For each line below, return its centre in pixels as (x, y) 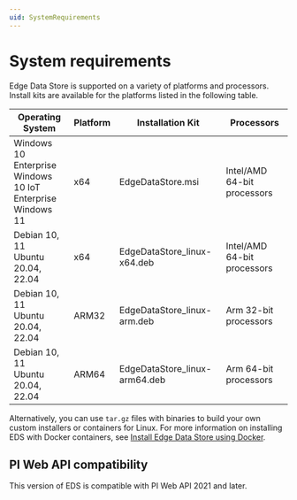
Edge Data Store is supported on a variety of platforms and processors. (139, 86)
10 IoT (27, 187)
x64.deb (137, 262)
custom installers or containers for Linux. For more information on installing (146, 427)
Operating (39, 117)
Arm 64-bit (250, 368)
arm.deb (137, 321)
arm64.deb (142, 380)
